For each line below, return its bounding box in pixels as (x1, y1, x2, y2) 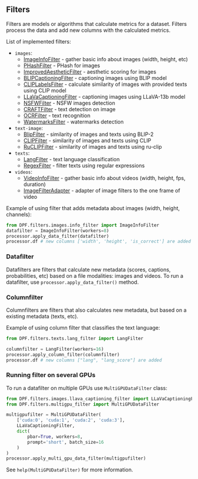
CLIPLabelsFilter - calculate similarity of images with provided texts (23, 81, 187, 88)
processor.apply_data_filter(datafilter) (6, 233, 110, 239)
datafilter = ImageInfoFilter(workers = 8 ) (6, 228, 110, 234)
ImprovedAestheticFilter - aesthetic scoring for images (23, 68, 157, 75)
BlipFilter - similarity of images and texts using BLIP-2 (23, 131, 154, 138)
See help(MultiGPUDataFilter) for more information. (6, 466, 134, 473)
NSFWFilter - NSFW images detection (23, 99, 115, 107)
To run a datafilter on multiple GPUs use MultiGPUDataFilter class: (6, 384, 168, 391)
